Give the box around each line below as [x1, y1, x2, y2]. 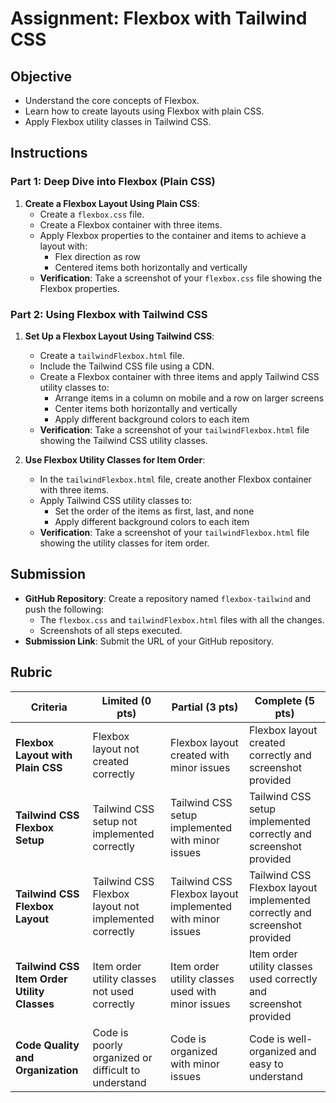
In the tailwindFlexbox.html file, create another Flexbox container [39, 473, 312, 485]
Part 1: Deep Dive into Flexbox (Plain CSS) [10, 175, 216, 189]
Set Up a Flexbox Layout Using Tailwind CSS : [24, 330, 215, 342]
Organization [15, 1063, 79, 1077]
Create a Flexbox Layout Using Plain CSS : [24, 197, 201, 209]
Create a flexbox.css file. [39, 208, 145, 220]
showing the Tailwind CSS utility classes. [39, 434, 208, 446]
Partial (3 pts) [171, 700, 239, 714]
